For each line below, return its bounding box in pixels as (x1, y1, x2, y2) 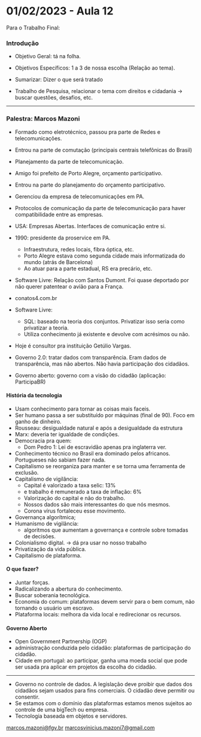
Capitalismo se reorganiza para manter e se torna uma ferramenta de (14, 462, 185, 469)
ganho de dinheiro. (14, 418, 62, 425)
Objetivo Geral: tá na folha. (14, 53, 81, 60)
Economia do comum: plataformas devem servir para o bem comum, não (14, 598, 195, 605)
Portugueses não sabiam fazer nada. (14, 456, 106, 463)
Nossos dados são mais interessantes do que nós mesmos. (23, 501, 170, 508)
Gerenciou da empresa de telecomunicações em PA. (14, 193, 145, 200)
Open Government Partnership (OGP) (14, 638, 108, 645)
